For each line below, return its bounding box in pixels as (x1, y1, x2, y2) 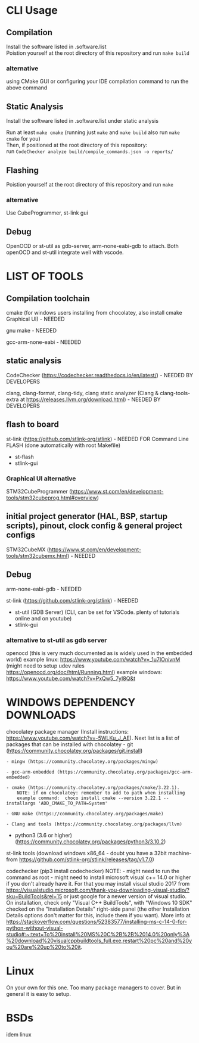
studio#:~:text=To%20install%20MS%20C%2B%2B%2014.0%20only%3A (6, 930, 190, 938)
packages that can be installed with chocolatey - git (6, 740, 133, 748)
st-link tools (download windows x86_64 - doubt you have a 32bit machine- (6, 849, 192, 856)
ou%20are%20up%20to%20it (6, 943, 82, 951)
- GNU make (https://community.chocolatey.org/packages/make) (6, 811, 164, 817)
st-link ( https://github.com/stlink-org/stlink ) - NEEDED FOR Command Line (6, 435, 189, 442)
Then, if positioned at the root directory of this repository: (6, 141, 148, 149)
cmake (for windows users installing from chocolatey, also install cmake (6, 309, 183, 316)
